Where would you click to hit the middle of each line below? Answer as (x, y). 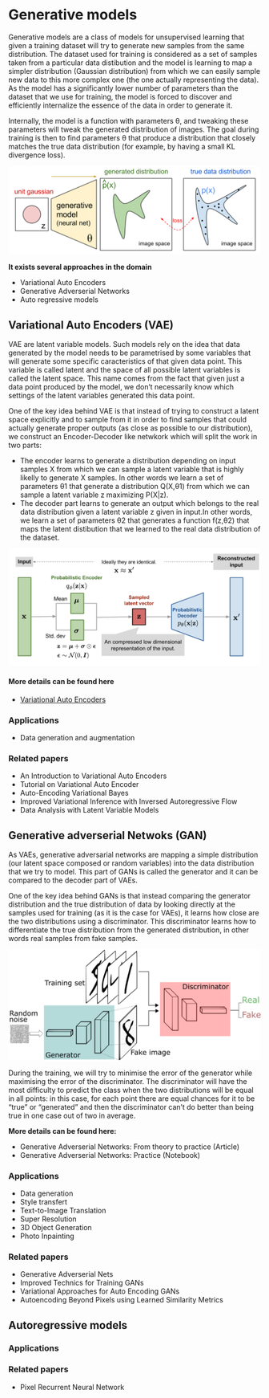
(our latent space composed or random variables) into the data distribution (131, 863)
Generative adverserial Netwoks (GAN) (108, 836)
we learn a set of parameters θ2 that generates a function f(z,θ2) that (134, 520)
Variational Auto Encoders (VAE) (91, 325)
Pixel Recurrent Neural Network (72, 1387)
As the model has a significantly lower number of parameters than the (123, 88)
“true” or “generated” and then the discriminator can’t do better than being (131, 1107)
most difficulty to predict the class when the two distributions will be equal (131, 1090)
